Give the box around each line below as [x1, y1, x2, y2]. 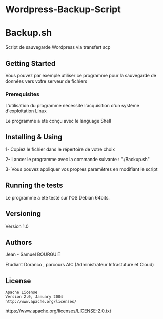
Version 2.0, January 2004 [5, 294, 63, 300]
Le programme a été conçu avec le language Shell [5, 118, 111, 124]
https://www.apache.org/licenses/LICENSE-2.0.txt [5, 308, 112, 314]
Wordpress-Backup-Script [5, 4, 121, 15]
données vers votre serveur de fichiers [5, 78, 88, 84]
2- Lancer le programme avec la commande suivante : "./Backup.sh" [5, 156, 150, 163]
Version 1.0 [5, 223, 29, 229]
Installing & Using [5, 132, 63, 142]
